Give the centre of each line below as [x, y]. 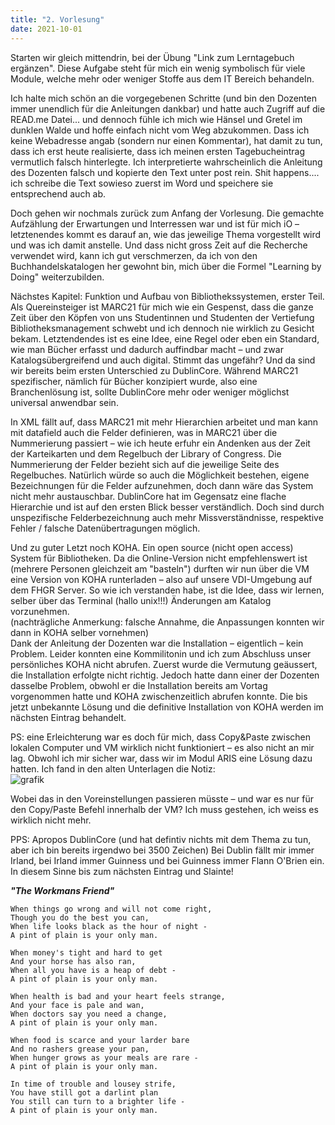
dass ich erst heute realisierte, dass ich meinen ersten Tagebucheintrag [158, 151]
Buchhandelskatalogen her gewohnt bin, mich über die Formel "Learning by [166, 266]
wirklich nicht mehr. [51, 820]
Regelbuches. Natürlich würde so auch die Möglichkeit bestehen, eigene [160, 475]
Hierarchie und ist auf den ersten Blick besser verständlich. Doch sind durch [167, 507]
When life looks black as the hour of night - [109, 926]
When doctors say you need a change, [89, 1014]
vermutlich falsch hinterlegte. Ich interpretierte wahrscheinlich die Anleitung [166, 162]
